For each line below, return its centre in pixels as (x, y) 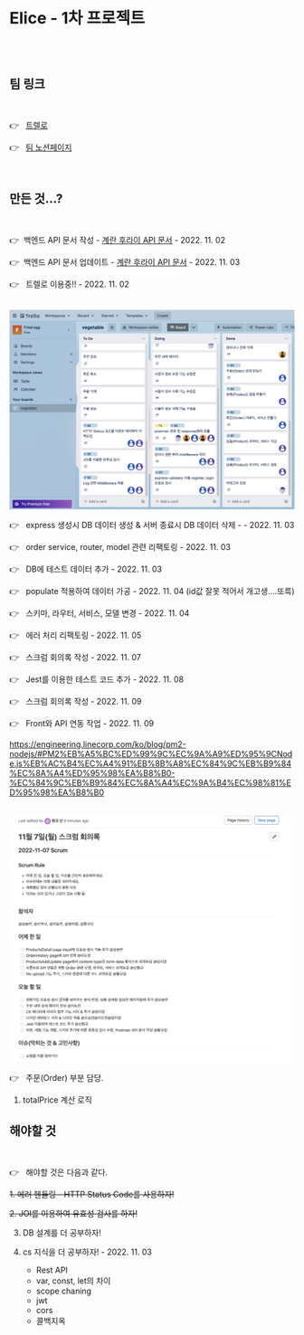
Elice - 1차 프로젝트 (77, 19)
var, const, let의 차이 (73, 1281)
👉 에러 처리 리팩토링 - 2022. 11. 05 (76, 635)
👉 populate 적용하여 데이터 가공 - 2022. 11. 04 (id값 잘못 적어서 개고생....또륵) (152, 592)
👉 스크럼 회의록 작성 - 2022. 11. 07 (76, 658)
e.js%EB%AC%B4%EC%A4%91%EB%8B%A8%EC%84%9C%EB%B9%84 (151, 763)
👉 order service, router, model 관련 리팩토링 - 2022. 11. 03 (120, 547)
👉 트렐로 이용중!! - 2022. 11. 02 (69, 284)
